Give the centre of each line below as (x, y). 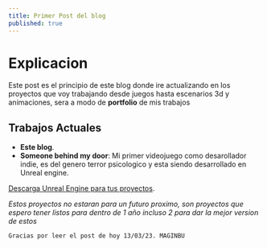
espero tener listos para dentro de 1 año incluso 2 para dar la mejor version (133, 213)
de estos (23, 221)
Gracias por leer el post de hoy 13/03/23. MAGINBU (97, 236)
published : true (35, 23)
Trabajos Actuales (55, 128)
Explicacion (48, 63)
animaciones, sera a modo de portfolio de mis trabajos (99, 102)
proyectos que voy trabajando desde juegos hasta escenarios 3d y (119, 94)
